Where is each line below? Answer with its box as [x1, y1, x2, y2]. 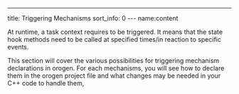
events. [7, 43, 29, 51]
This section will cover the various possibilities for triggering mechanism [7, 57, 220, 64]
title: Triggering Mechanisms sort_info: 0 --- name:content [7, 14, 179, 22]
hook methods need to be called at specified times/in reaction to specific [7, 35, 222, 43]
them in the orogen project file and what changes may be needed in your [7, 71, 221, 80]
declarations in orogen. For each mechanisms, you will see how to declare [7, 64, 225, 72]
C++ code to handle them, [7, 79, 85, 87]
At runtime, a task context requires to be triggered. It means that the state [7, 28, 223, 36]
